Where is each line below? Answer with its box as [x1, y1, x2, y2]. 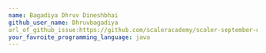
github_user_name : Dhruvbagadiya [8, 19, 119, 26]
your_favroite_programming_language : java [8, 33, 150, 41]
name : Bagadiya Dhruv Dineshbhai [8, 11, 119, 19]
